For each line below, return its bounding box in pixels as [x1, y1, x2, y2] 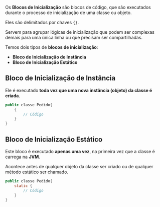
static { [14, 183, 33, 188]
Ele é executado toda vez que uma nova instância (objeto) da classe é [5, 87, 152, 93]
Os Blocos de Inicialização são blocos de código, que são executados [5, 5, 151, 10]
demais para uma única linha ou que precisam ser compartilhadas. [5, 35, 143, 40]
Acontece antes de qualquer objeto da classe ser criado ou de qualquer [5, 164, 153, 169]
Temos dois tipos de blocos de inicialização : [5, 44, 98, 50]
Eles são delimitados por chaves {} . [5, 20, 79, 25]
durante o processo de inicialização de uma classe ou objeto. [5, 10, 132, 16]
